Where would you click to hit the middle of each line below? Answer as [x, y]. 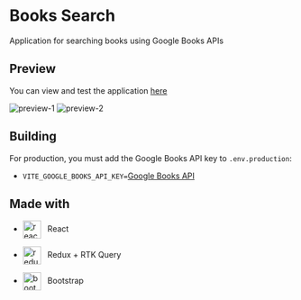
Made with [40, 204]
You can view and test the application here [88, 90]
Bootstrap [65, 281]
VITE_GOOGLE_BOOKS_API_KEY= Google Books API [109, 176]
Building [33, 136]
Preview [33, 69]
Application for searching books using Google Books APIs [116, 41]
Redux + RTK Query [84, 255]
